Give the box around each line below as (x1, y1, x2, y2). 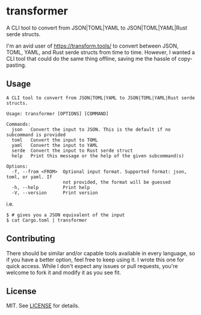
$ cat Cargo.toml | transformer (6, 217, 87, 223)
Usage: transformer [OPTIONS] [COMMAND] (6, 110, 110, 117)
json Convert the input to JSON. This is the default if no (11, 126, 171, 133)
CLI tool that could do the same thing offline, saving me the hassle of (6, 55, 177, 62)
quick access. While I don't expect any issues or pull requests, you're (6, 262, 178, 269)
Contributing (6, 234, 55, 244)
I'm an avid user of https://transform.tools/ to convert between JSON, (6, 42, 179, 49)
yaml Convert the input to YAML (11, 142, 98, 148)
